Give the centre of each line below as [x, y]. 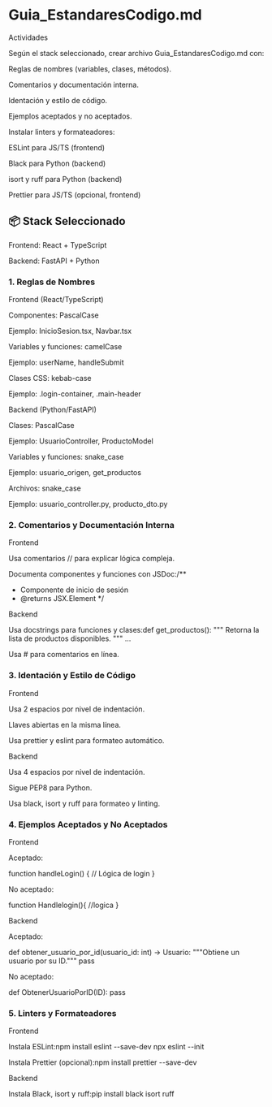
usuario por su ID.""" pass [52, 961]
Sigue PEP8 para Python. [50, 787]
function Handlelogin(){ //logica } [64, 905]
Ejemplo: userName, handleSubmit [66, 362]
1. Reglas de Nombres [52, 282]
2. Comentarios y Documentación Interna [91, 525]
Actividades [28, 37]
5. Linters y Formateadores [63, 1013]
